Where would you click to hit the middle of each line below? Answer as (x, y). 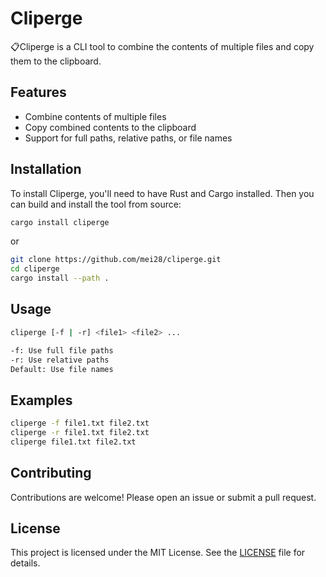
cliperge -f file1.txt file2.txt (80, 423)
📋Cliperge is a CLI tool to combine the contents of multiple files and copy (162, 46)
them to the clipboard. (56, 61)
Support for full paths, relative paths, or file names (128, 138)
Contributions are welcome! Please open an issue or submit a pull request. (163, 497)
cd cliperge (35, 269)
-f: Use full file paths (62, 350)
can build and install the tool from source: (96, 204)
